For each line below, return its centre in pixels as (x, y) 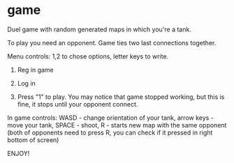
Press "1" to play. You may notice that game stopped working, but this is (121, 97)
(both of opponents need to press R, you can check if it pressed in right (110, 132)
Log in (27, 83)
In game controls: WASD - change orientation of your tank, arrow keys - (111, 118)
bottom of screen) (33, 140)
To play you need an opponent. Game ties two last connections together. (112, 42)
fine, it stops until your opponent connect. (78, 104)
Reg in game (35, 70)
